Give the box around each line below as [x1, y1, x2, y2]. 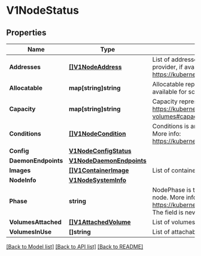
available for [152, 88, 187, 96]
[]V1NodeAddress [68, 63, 122, 71]
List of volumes [152, 218, 196, 226]
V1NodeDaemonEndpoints [68, 156, 147, 165]
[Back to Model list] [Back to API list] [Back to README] [6, 243, 144, 250]
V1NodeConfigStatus [68, 147, 132, 155]
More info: [152, 129, 181, 138]
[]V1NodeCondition [68, 129, 126, 138]
